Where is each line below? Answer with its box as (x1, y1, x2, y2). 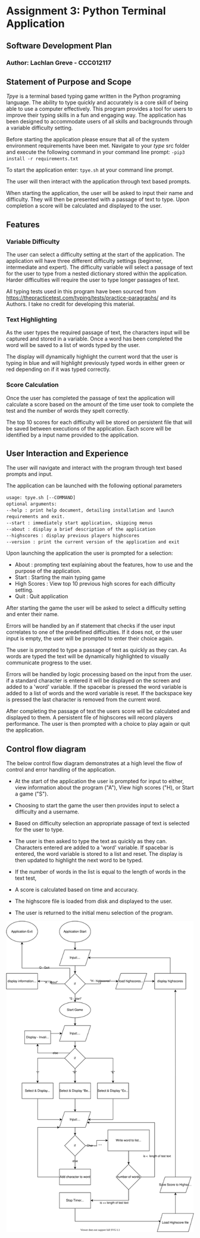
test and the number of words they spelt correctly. (6, 407, 130, 414)
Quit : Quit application (14, 593, 68, 600)
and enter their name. (6, 611, 60, 618)
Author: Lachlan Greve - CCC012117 (6, 58, 112, 67)
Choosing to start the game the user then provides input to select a (14, 802, 180, 809)
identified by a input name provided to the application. (6, 431, 139, 438)
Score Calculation (6, 380, 59, 389)
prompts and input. (6, 471, 53, 478)
